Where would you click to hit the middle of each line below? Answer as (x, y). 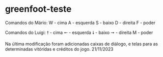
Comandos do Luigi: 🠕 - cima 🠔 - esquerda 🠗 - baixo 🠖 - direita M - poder (79, 32)
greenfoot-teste (38, 9)
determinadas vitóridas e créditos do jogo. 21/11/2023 (59, 49)
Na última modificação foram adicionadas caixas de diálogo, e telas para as (81, 44)
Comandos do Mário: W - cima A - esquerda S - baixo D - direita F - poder (80, 23)
